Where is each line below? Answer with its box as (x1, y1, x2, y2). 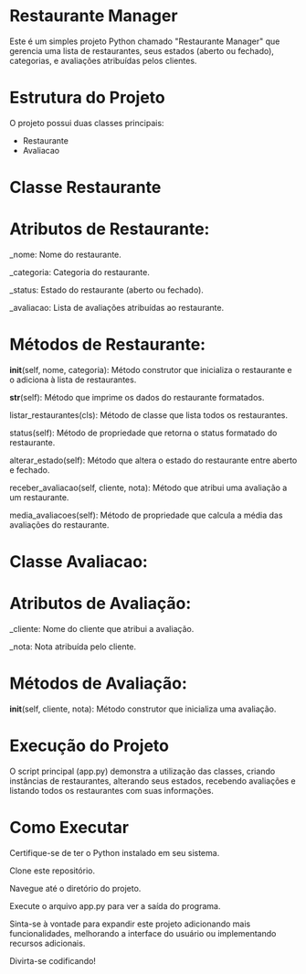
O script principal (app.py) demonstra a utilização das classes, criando (9, 765, 276, 776)
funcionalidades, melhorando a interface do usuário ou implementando (9, 927, 277, 938)
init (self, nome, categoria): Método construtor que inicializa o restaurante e (9, 364, 292, 375)
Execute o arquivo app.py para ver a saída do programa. (9, 900, 221, 911)
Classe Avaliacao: (9, 551, 148, 573)
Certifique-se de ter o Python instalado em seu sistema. (9, 847, 220, 858)
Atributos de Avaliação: (9, 594, 192, 614)
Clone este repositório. (9, 865, 96, 876)
